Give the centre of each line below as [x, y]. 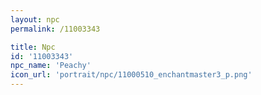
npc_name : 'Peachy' [51, 66]
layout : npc [35, 19]
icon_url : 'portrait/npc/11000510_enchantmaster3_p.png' [131, 75]
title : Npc [33, 47]
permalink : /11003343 [55, 29]
